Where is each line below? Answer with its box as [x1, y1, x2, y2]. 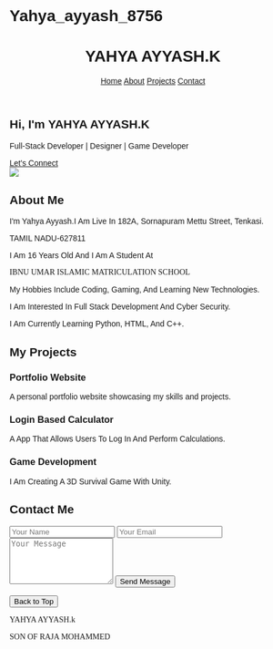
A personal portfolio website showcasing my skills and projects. [9, 392, 232, 402]
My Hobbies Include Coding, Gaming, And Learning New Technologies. [9, 284, 260, 295]
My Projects [9, 345, 77, 359]
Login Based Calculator [9, 413, 114, 425]
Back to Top [14, 597, 55, 607]
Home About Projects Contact [100, 76, 206, 87]
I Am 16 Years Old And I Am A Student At [9, 251, 154, 261]
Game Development [9, 456, 97, 468]
